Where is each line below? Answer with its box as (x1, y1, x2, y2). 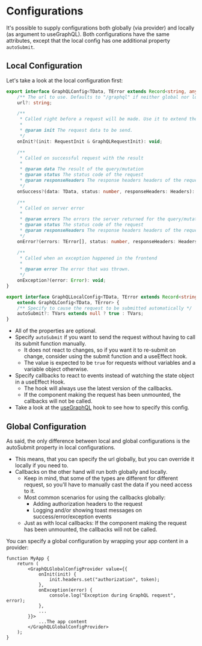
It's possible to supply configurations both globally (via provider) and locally (6, 24, 195, 31)
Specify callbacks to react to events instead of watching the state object (14, 372, 194, 379)
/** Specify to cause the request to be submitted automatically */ (17, 305, 192, 311)
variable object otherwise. (23, 365, 89, 373)
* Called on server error (19, 205, 85, 211)
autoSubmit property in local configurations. (6, 444, 115, 451)
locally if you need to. (14, 462, 69, 469)
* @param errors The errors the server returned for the (19, 216, 165, 222)
